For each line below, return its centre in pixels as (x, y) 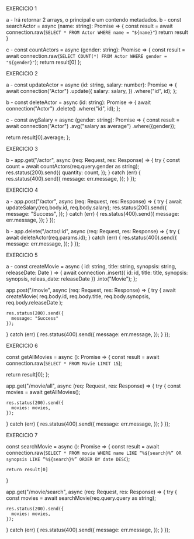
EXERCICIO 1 (21, 8)
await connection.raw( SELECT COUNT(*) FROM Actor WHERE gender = (87, 56)
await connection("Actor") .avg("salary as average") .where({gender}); (91, 126)
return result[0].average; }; (38, 137)
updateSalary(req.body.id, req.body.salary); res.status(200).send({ (86, 208)
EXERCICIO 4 (22, 190)
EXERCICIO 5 (22, 255)
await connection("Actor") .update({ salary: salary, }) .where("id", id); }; (91, 91)
